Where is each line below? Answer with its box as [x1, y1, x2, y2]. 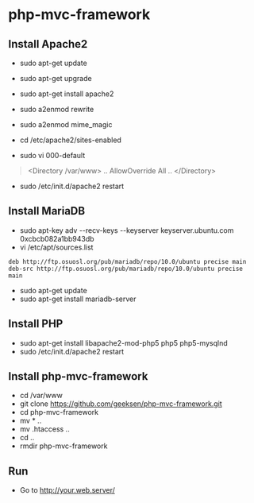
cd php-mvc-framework [19, 408, 99, 417]
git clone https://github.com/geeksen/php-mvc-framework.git [19, 399, 222, 408]
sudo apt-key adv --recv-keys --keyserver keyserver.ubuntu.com [19, 225, 234, 235]
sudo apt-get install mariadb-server [19, 294, 137, 304]
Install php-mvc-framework [8, 370, 148, 383]
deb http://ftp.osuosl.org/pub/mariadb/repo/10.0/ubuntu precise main [8, 257, 247, 265]
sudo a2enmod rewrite [19, 105, 94, 114]
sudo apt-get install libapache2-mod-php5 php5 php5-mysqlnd [19, 338, 228, 347]
